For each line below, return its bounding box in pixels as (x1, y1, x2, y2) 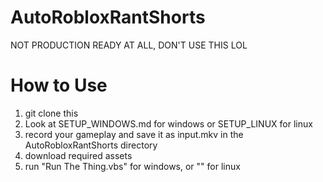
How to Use (10, 74, 108, 97)
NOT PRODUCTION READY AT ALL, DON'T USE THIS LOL (10, 39, 248, 51)
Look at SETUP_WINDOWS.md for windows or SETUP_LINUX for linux (24, 117, 313, 130)
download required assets (24, 149, 133, 161)
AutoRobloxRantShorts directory (24, 139, 158, 151)
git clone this (24, 107, 79, 119)
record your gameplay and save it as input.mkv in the (24, 128, 244, 140)
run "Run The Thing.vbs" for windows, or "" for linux (24, 160, 241, 172)
